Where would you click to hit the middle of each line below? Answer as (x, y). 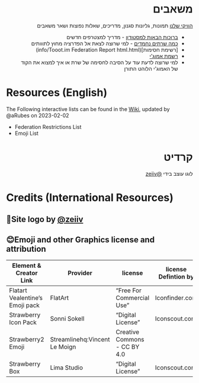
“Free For (129, 290)
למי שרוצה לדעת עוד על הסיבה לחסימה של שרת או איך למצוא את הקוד (99, 62)
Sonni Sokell (67, 319)
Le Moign (63, 347)
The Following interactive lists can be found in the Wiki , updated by (88, 109)
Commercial (133, 298)
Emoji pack (25, 305)
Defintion (172, 277)
